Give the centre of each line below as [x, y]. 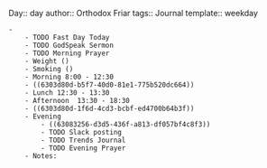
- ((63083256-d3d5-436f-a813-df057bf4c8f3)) [126, 125]
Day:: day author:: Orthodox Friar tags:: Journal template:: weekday [133, 13]
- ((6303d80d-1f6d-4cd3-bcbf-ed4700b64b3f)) [110, 108]
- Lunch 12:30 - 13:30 [67, 93]
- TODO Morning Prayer [67, 53]
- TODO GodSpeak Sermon [69, 45]
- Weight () [47, 61]
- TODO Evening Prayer [83, 148]
